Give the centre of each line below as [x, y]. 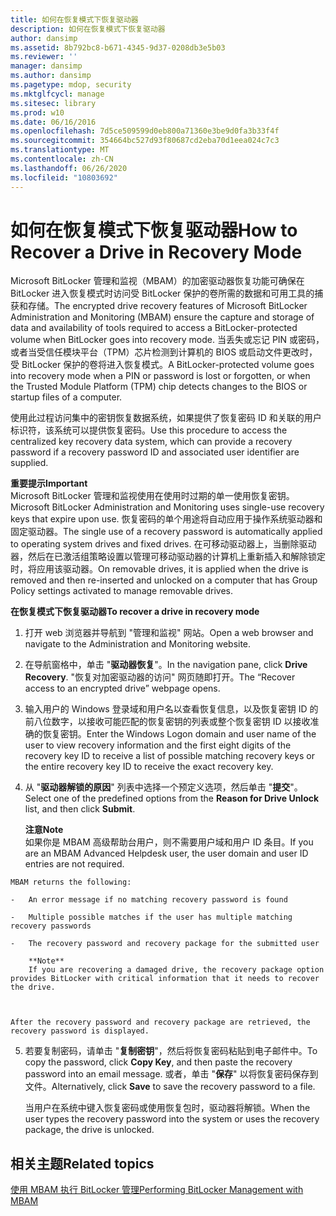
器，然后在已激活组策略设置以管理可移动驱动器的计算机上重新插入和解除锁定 [168, 557]
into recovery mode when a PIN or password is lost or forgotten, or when [160, 376]
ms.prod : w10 [37, 112]
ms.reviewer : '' [44, 57]
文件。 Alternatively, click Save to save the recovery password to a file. [170, 1087]
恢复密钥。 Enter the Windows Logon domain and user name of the [179, 734]
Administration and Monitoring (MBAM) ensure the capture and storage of [162, 317]
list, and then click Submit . [80, 809]
